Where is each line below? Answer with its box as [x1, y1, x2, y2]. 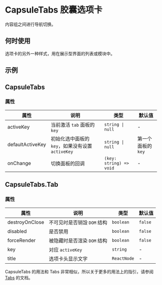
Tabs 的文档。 [5, 274, 33, 281]
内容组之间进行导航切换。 [5, 21, 56, 27]
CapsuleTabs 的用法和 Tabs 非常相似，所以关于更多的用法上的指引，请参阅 [5, 269, 154, 274]
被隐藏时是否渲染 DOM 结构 [49, 237, 108, 244]
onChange [7, 160, 31, 166]
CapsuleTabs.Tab [5, 180, 59, 189]
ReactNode [111, 255, 135, 261]
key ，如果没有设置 [51, 142, 93, 149]
